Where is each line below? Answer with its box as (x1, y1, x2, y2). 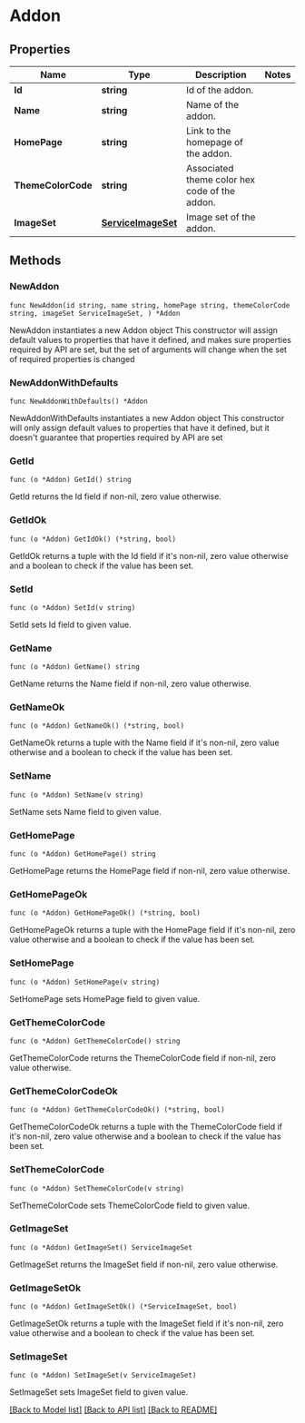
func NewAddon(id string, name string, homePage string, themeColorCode (9, 300, 290, 309)
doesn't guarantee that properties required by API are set (9, 432, 223, 443)
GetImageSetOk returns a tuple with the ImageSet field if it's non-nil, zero (9, 1318, 284, 1330)
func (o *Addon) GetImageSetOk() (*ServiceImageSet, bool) (9, 1302, 238, 1311)
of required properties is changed (9, 353, 135, 364)
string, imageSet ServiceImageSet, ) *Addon (9, 309, 181, 318)
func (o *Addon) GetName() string (9, 662, 141, 672)
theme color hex (185, 173, 256, 186)
